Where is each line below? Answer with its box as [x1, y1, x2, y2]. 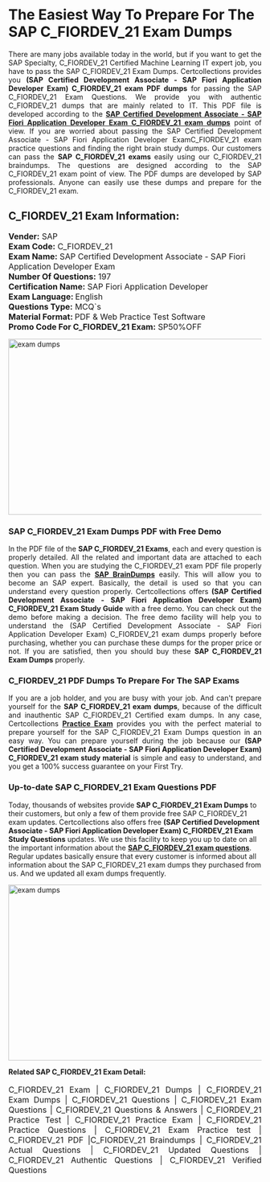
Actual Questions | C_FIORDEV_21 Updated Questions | [8, 1144, 262, 1155]
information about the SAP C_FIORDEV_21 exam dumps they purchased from [8, 860, 262, 869]
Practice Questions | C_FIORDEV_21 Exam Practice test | [8, 1124, 262, 1135]
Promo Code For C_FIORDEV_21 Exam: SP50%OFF [8, 321, 202, 332]
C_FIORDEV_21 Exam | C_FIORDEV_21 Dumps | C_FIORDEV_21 [8, 1084, 262, 1095]
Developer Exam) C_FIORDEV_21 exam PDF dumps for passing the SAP [8, 83, 262, 93]
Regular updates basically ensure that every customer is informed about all [8, 851, 257, 861]
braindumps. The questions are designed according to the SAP [8, 160, 262, 170]
